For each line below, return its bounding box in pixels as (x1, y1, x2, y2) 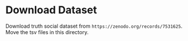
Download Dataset (5, 3, 97, 17)
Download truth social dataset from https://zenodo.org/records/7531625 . (5, 23, 183, 29)
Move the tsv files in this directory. (5, 28, 89, 35)
